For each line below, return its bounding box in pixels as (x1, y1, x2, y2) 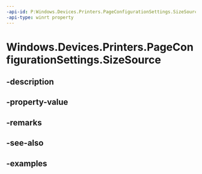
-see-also (6, 138, 44, 148)
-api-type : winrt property (6, 14, 74, 20)
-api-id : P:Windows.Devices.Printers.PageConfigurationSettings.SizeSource (6, 8, 200, 15)
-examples (6, 158, 47, 169)
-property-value (6, 97, 69, 107)
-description (6, 77, 54, 87)
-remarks (6, 118, 42, 128)
